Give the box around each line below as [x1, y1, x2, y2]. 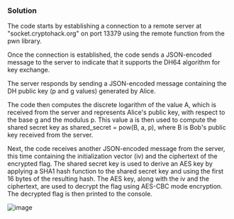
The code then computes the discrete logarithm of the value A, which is [7, 101, 216, 109]
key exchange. [7, 66, 50, 74]
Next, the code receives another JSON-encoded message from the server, [7, 145, 225, 153]
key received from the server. [7, 130, 94, 140]
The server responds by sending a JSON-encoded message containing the [7, 79, 227, 88]
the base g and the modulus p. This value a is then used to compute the [7, 116, 217, 124]
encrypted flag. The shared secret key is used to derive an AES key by [7, 159, 213, 168]
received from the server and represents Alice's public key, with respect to [7, 108, 225, 117]
